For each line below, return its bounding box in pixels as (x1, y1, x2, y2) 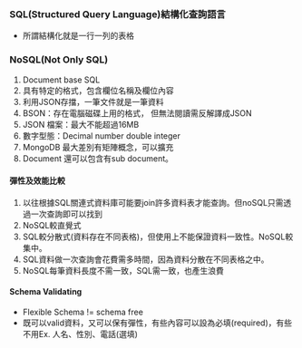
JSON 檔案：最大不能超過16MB (22, 119, 140, 130)
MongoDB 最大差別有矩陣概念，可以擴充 (22, 141, 174, 152)
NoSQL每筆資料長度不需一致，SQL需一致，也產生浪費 (22, 265, 224, 275)
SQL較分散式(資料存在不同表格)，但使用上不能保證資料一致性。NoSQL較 (22, 231, 294, 242)
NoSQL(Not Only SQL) (9, 53, 109, 66)
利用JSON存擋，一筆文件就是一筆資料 (22, 96, 165, 107)
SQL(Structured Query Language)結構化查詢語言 (9, 7, 227, 20)
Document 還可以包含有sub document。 (22, 152, 174, 164)
